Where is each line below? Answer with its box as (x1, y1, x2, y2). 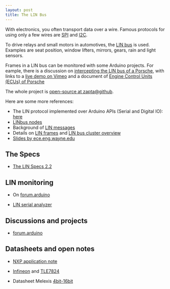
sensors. (5, 52, 24, 59)
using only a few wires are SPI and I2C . (5, 32, 88, 38)
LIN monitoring (5, 178, 54, 187)
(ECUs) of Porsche (5, 78, 45, 85)
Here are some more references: (5, 98, 74, 104)
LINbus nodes (12, 119, 42, 125)
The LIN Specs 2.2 (12, 164, 52, 170)
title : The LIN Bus (5, 12, 47, 17)
